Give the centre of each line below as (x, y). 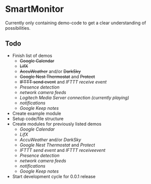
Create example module (37, 113)
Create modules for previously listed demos (57, 124)
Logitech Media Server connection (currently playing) (75, 97)
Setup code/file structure (38, 118)
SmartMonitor (35, 9)
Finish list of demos (32, 55)
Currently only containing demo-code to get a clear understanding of (75, 23)
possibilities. (18, 28)
